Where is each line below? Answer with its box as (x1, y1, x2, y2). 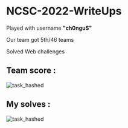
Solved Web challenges (6, 47, 65, 55)
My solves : (6, 99, 51, 110)
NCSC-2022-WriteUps (6, 4, 122, 18)
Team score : (6, 66, 56, 76)
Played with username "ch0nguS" (6, 24, 92, 32)
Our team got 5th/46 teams (6, 36, 74, 43)
